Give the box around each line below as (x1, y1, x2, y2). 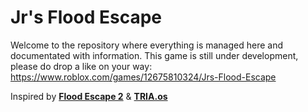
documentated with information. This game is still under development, (10, 49, 299, 61)
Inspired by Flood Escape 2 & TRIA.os (10, 90, 168, 102)
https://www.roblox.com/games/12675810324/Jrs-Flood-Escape (10, 71, 277, 83)
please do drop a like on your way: (10, 60, 153, 72)
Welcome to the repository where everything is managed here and (10, 39, 284, 51)
